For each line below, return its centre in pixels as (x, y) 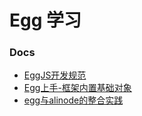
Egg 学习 (45, 20)
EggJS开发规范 (55, 75)
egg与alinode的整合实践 (73, 100)
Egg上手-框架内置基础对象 (77, 88)
